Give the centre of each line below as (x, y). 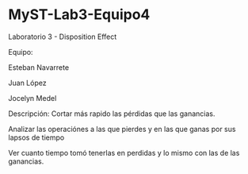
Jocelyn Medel (32, 98)
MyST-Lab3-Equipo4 (79, 15)
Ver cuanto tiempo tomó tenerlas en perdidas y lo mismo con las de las (124, 153)
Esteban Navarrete (39, 67)
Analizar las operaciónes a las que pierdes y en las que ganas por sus (122, 129)
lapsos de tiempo (36, 137)
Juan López (27, 83)
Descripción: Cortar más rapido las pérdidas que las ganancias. (112, 114)
